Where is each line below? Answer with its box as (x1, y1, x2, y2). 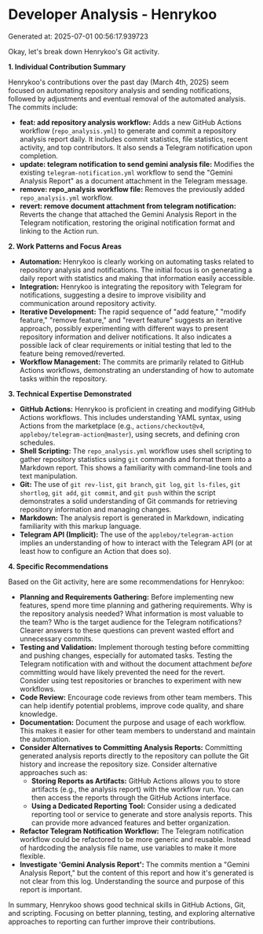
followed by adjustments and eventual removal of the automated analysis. (8, 94, 247, 103)
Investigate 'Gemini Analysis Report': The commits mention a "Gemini (19, 859, 250, 869)
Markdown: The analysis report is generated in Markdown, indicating (19, 513, 245, 522)
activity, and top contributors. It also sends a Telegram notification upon (19, 142, 253, 152)
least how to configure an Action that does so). (19, 546, 171, 556)
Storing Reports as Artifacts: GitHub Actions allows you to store (31, 776, 241, 785)
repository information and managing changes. (19, 504, 172, 514)
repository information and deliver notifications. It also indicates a (19, 332, 232, 341)
